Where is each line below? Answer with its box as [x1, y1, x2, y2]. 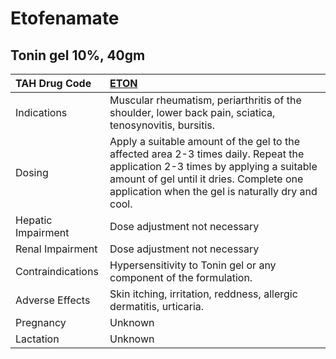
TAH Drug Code [15, 77, 92, 90]
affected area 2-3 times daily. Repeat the [109, 147, 305, 161]
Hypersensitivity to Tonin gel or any [109, 258, 277, 272]
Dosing [15, 166, 49, 179]
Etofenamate [10, 7, 120, 30]
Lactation [15, 332, 60, 346]
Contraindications [15, 265, 99, 278]
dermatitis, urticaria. [109, 300, 205, 313]
